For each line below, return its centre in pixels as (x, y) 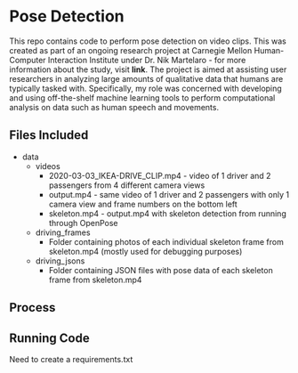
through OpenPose (83, 223)
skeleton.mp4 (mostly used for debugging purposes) (145, 251)
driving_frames (63, 232)
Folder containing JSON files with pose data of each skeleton (161, 270)
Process (32, 308)
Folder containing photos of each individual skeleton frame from (166, 241)
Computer (28, 60)
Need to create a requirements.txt (71, 359)
